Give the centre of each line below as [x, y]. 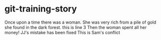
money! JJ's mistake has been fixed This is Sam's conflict [62, 32]
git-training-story [41, 9]
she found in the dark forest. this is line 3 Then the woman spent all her [76, 27]
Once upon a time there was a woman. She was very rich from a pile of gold [80, 22]
